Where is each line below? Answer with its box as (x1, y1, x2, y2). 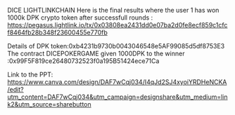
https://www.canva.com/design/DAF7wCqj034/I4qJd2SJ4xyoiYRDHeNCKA (7, 78, 227, 86)
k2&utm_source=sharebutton (7, 100, 91, 108)
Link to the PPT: (7, 70, 53, 79)
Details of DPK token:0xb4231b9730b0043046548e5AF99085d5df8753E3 (7, 42, 225, 50)
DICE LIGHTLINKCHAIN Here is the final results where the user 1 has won (7, 6, 220, 14)
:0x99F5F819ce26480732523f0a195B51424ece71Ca (7, 57, 160, 65)
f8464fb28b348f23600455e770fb (7, 28, 108, 36)
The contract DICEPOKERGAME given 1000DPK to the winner (7, 49, 185, 57)
